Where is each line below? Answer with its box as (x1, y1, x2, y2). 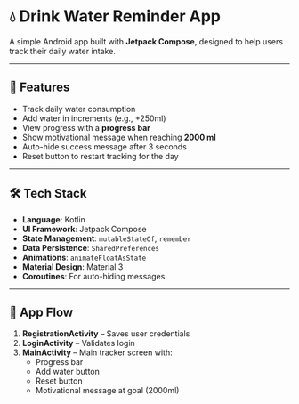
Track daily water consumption (21, 103, 136, 114)
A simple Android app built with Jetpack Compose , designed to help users (9, 36, 283, 46)
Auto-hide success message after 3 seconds (21, 141, 187, 152)
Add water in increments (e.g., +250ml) (21, 113, 166, 124)
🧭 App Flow (9, 304, 74, 319)
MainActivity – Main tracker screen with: (21, 347, 173, 358)
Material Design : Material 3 (21, 261, 124, 272)
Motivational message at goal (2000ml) (35, 385, 180, 396)
